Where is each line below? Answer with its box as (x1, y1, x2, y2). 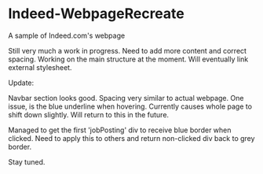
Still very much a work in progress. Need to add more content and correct (8, 46, 247, 55)
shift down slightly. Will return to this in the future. (8, 109, 170, 119)
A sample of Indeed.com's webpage (8, 31, 126, 40)
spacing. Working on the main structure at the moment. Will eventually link (8, 54, 249, 64)
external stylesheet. (8, 62, 72, 72)
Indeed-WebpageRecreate (8, 5, 184, 23)
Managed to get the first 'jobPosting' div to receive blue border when (8, 125, 232, 135)
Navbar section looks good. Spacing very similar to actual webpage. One (8, 93, 244, 102)
